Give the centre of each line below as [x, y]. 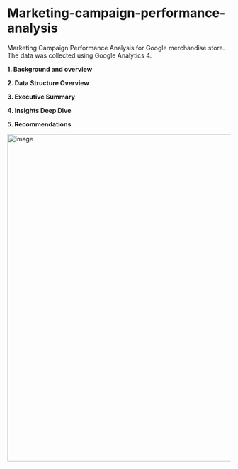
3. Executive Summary [41, 97]
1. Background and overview [50, 69]
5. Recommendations [39, 124]
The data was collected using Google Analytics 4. [80, 55]
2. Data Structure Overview [49, 82]
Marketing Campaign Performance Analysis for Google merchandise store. [116, 48]
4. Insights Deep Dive [39, 110]
